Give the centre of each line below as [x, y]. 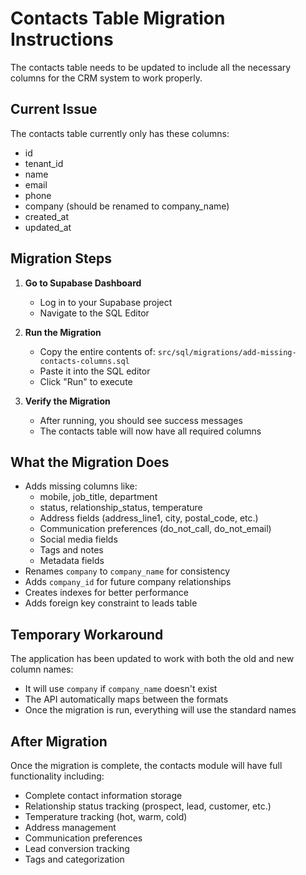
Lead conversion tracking [77, 848]
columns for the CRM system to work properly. [106, 78]
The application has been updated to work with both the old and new [152, 659]
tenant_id [44, 163]
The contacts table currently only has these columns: [120, 133]
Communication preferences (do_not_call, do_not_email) [155, 529]
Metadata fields [72, 561]
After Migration [59, 741]
